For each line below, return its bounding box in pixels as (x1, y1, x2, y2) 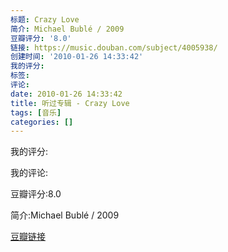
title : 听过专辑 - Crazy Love (10, 98, 130, 108)
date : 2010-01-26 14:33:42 (10, 89, 123, 99)
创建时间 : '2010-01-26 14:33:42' (10, 52, 144, 62)
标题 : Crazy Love (10, 14, 80, 25)
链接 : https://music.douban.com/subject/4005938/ (10, 42, 218, 53)
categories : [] (10, 117, 74, 127)
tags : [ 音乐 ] (10, 107, 62, 118)
